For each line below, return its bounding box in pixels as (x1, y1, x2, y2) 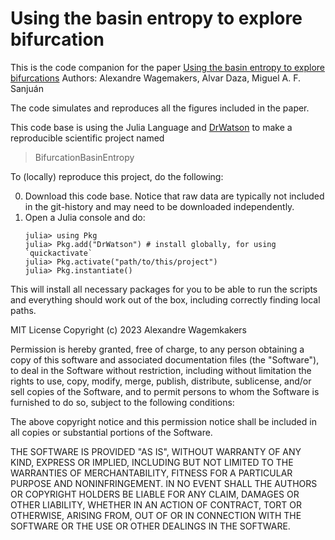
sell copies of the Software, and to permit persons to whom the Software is (10, 385, 320, 397)
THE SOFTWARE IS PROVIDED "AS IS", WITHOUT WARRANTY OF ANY (10, 445, 302, 457)
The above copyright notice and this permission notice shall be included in (10, 415, 317, 427)
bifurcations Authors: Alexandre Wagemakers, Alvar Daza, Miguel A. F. (10, 72, 301, 84)
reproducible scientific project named (10, 132, 165, 144)
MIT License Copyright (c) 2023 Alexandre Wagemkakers (10, 323, 247, 336)
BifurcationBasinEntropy (34, 151, 135, 163)
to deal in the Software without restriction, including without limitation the (10, 364, 312, 376)
